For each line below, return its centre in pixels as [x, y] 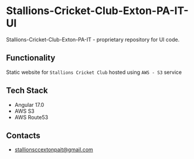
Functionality [31, 58]
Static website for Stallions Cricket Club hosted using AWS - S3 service [94, 72]
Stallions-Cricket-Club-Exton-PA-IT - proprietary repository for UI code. [93, 39]
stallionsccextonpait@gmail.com [54, 150]
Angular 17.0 [29, 104]
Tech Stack [27, 91]
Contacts [23, 135]
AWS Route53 [31, 117]
